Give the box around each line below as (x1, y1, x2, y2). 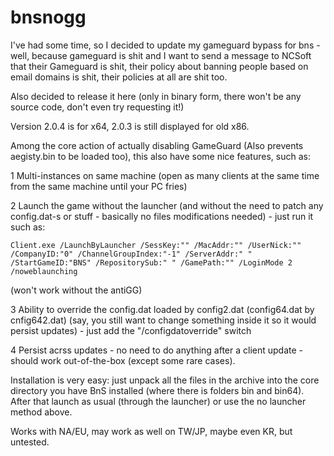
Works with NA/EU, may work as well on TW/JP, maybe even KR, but (10, 425, 293, 437)
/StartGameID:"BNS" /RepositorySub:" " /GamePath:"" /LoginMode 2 (10, 257, 293, 268)
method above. (10, 406, 73, 418)
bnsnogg (10, 6, 87, 29)
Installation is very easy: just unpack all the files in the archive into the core (10, 374, 320, 386)
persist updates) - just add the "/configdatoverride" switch (10, 324, 252, 336)
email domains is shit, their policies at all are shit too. (10, 71, 228, 83)
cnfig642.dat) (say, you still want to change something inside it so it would (10, 314, 317, 326)
